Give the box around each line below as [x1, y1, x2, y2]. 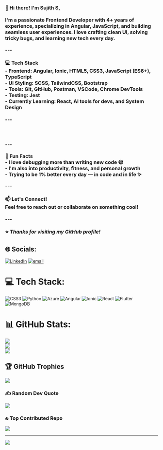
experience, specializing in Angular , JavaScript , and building [5, 22, 151, 29]
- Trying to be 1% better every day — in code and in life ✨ [5, 171, 142, 177]
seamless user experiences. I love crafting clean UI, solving [5, 29, 148, 36]
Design [5, 104, 22, 111]
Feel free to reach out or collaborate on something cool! [5, 203, 139, 210]
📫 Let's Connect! [5, 196, 48, 202]
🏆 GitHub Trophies [5, 363, 65, 371]
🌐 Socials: [5, 245, 37, 254]
